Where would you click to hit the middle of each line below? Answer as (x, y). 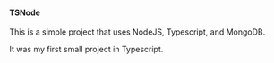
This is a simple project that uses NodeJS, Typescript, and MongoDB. (137, 32)
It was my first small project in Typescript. (86, 50)
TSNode (25, 12)
